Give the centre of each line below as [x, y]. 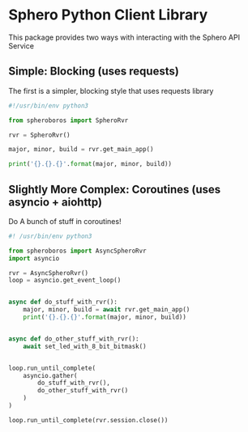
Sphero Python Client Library [108, 15]
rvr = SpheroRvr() [39, 135]
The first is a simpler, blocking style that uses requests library [111, 91]
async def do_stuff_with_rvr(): [63, 302]
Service [21, 45]
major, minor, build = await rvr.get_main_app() [107, 310]
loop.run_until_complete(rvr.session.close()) [88, 420]
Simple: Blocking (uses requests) [94, 72]
